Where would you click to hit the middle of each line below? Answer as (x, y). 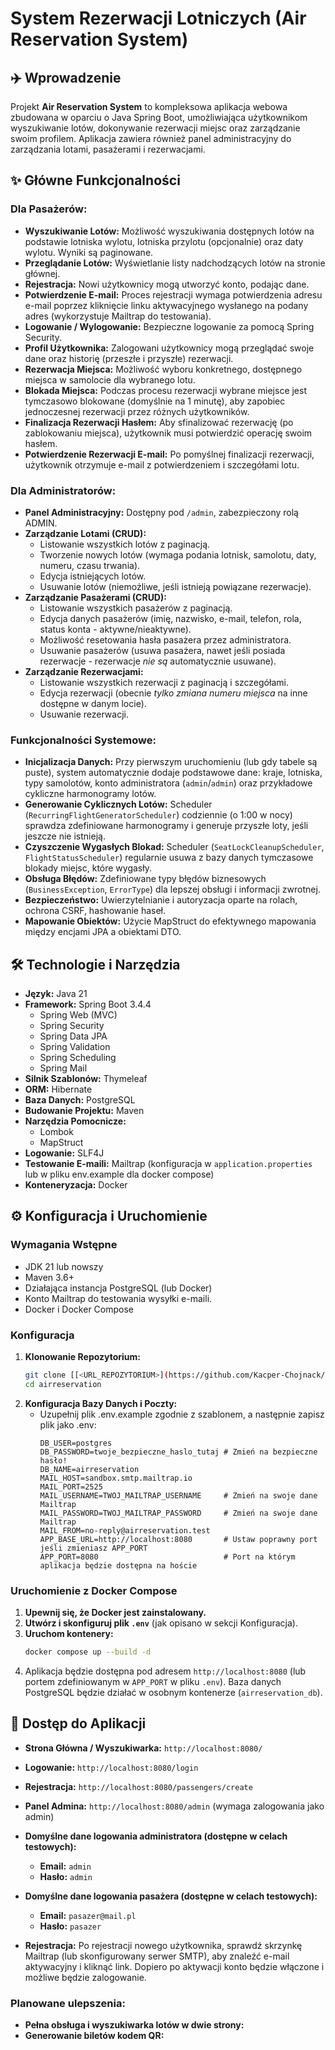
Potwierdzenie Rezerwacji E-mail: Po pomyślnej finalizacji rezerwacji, (169, 454)
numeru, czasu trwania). (90, 565)
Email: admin (65, 1866)
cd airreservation (63, 1384)
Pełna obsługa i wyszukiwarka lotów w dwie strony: (134, 2025)
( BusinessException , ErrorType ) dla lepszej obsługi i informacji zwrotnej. (172, 889)
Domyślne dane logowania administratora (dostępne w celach (156, 1836)
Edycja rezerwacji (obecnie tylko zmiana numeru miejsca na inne (173, 693)
